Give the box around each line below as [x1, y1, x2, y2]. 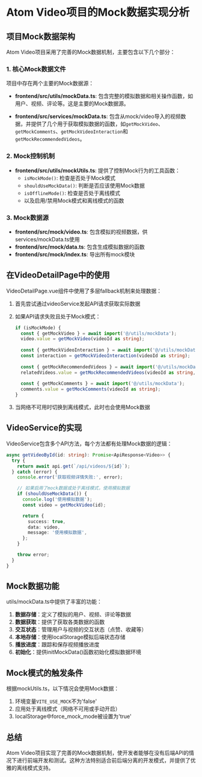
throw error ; [17, 552, 50, 558]
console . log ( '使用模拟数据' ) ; [22, 497, 93, 503]
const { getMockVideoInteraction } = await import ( [20, 347, 153, 353]
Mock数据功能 [6, 581, 60, 592]
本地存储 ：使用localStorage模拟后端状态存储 [14, 633, 126, 641]
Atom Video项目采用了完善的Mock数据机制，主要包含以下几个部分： [6, 49, 176, 55]
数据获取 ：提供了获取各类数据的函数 [14, 618, 105, 626]
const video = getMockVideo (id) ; [22, 502, 106, 508]
